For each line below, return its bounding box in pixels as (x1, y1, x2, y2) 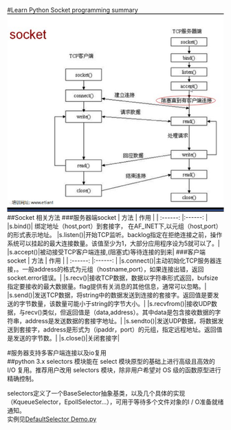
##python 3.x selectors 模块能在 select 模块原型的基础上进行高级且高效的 (7, 358, 215, 366)
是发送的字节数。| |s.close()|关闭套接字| (7, 334, 120, 342)
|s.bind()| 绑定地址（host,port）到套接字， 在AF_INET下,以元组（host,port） (7, 222, 222, 230)
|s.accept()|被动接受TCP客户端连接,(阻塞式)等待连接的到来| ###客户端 (7, 248, 206, 256)
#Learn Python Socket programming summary (7, 6, 139, 14)
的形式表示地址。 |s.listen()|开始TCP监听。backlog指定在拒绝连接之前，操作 (7, 231, 223, 239)
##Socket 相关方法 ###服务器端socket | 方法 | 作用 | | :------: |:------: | (7, 214, 208, 222)
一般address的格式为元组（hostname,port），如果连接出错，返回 (21, 265, 204, 274)
